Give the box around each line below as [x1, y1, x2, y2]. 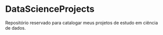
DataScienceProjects [5, 3, 95, 15]
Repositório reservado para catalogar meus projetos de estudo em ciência [5, 20, 158, 26]
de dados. [5, 25, 26, 31]
